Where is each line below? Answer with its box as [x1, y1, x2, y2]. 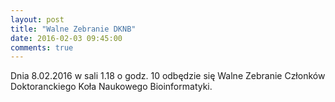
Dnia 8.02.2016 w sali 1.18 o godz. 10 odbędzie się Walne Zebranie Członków [10, 70, 326, 82]
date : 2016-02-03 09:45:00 [10, 33, 123, 43]
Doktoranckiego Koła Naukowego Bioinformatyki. [10, 81, 213, 93]
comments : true [10, 42, 74, 53]
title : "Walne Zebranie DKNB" [10, 24, 137, 34]
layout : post [10, 14, 65, 25]
